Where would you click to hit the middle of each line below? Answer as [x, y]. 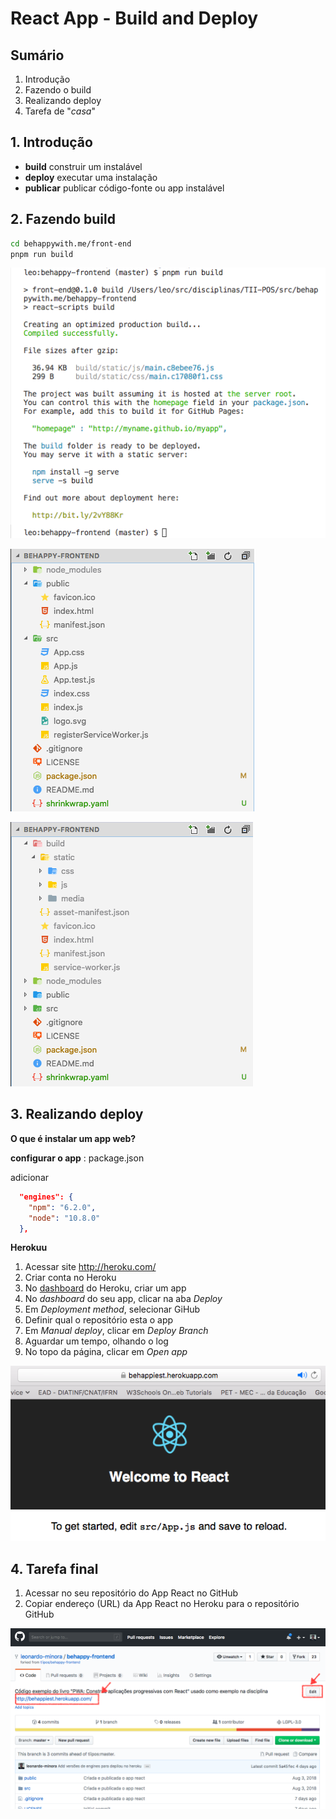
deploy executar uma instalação [91, 177]
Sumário [37, 55]
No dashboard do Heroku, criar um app [105, 1288]
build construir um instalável [83, 166]
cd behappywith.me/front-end [71, 243]
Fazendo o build [58, 90]
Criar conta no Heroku [70, 1278]
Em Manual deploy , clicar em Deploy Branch [116, 1331]
